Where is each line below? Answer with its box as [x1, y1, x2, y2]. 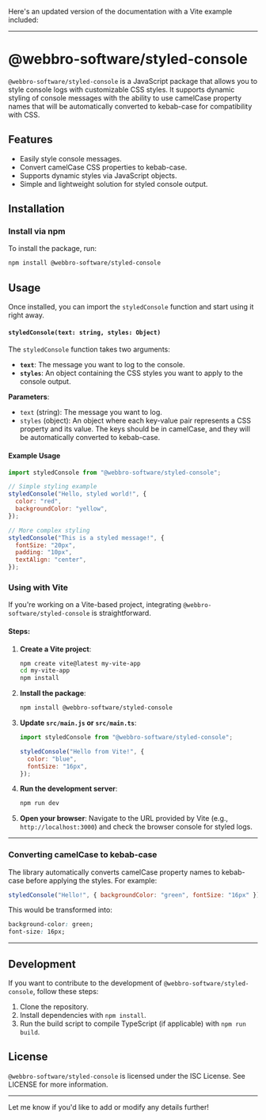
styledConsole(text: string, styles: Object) [8, 328, 161, 336]
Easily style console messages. [19, 154, 122, 163]
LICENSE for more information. [8, 1080, 108, 1089]
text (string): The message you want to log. [19, 408, 162, 417]
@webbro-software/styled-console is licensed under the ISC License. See [8, 1071, 245, 1080]
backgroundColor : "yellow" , [15, 505, 108, 513]
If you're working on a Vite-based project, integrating [8, 600, 182, 609]
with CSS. [8, 110, 40, 120]
